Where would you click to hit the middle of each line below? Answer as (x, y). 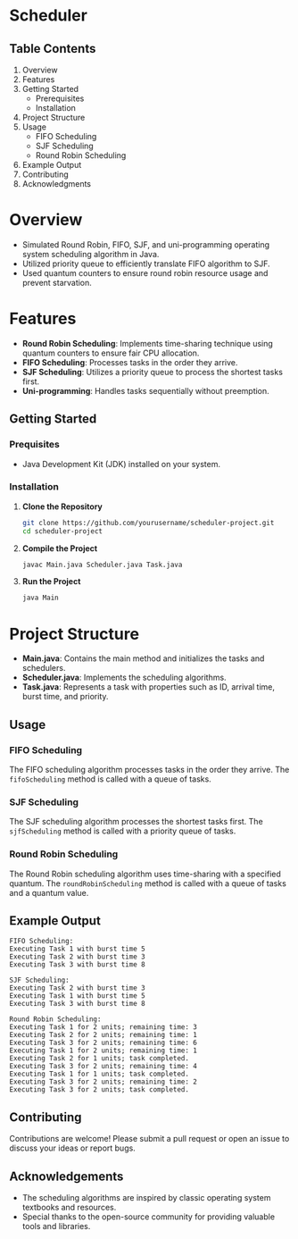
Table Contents (53, 49)
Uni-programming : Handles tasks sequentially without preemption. (145, 390)
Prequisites (34, 445)
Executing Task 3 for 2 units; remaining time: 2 (103, 1082)
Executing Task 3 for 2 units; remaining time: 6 (103, 1043)
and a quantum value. (49, 892)
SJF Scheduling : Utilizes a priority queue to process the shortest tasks (153, 372)
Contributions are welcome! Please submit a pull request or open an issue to (149, 1139)
